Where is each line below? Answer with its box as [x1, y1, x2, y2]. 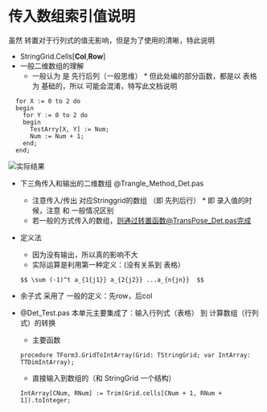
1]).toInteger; [19, 396, 72, 404]
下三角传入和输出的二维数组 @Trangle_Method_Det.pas [19, 178, 204, 188]
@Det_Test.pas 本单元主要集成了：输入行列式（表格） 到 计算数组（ [19, 308, 245, 317]
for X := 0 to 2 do [15, 97, 81, 105]
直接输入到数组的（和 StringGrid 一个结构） [31, 373, 176, 382]
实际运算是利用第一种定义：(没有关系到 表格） [31, 259, 185, 269]
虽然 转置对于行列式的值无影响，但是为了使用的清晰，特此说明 [8, 35, 215, 45]
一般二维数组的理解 [19, 61, 84, 71]
